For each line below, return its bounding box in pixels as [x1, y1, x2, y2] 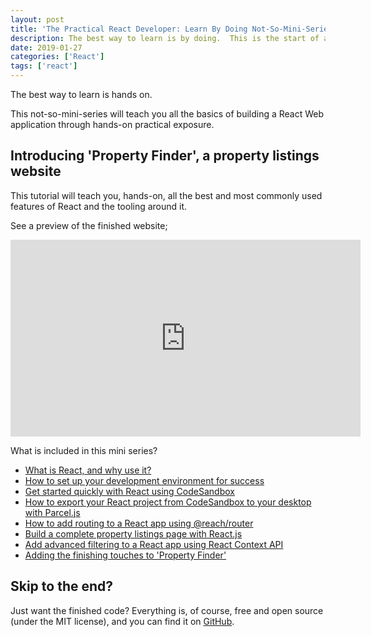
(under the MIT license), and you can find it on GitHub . [10, 615, 235, 627]
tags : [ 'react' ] [10, 61, 78, 71]
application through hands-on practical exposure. [10, 119, 215, 130]
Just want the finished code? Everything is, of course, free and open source [10, 604, 324, 616]
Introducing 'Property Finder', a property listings [10, 147, 320, 165]
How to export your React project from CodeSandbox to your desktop [24, 496, 312, 508]
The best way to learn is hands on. [10, 89, 153, 100]
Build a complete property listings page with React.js [24, 527, 243, 540]
